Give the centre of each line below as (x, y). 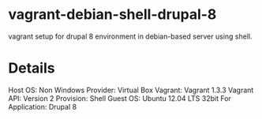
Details (32, 68)
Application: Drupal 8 (43, 106)
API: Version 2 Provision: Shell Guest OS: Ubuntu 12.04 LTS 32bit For (120, 98)
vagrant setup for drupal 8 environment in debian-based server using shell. (130, 36)
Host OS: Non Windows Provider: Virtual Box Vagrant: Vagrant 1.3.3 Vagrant (131, 90)
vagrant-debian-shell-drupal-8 (112, 15)
